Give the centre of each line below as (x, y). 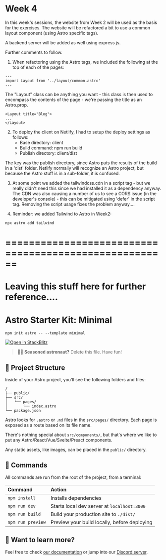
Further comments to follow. (34, 52)
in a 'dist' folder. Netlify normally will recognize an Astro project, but (74, 168)
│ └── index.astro (31, 406)
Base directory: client (41, 142)
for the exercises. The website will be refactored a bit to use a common (78, 27)
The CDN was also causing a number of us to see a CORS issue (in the (84, 193)
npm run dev (22, 506)
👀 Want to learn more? (40, 540)
